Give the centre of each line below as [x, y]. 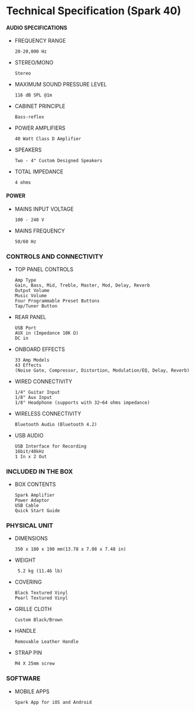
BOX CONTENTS [35, 484]
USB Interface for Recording [51, 446]
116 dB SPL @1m [33, 95]
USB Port [25, 328]
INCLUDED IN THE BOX [40, 471]
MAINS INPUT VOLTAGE [44, 209]
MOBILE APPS [32, 691]
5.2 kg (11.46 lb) [40, 571]
